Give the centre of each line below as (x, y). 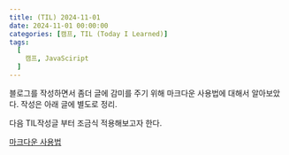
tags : (19, 42)
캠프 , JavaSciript (57, 58)
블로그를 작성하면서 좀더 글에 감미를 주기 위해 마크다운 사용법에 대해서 (129, 93)
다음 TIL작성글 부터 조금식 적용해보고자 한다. (86, 123)
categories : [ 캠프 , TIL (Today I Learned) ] (88, 34)
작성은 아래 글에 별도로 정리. (69, 104)
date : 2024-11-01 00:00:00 (59, 26)
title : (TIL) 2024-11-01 (55, 17)
